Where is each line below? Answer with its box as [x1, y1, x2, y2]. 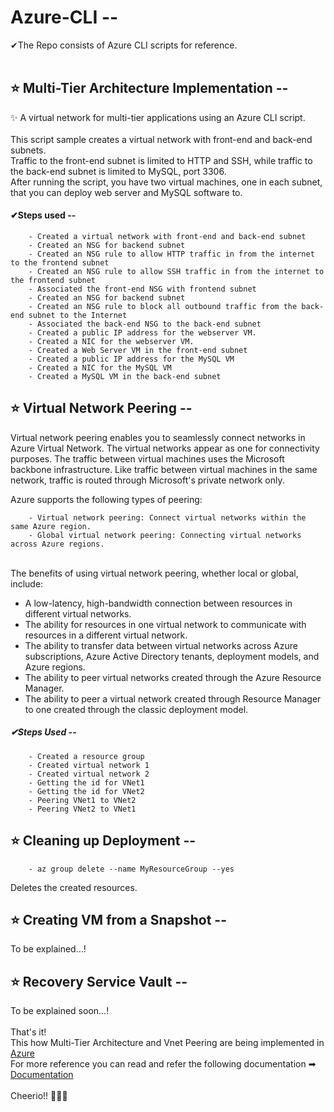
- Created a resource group [28, 751, 145, 761]
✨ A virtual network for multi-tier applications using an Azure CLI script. [10, 111, 306, 123]
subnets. [10, 144, 47, 156]
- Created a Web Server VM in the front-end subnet [28, 345, 248, 355]
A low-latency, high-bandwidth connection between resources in [24, 597, 293, 609]
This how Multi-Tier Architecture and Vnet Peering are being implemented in [10, 1037, 325, 1049]
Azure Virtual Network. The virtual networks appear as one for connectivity [10, 442, 320, 454]
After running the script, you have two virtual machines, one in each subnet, [10, 176, 323, 188]
